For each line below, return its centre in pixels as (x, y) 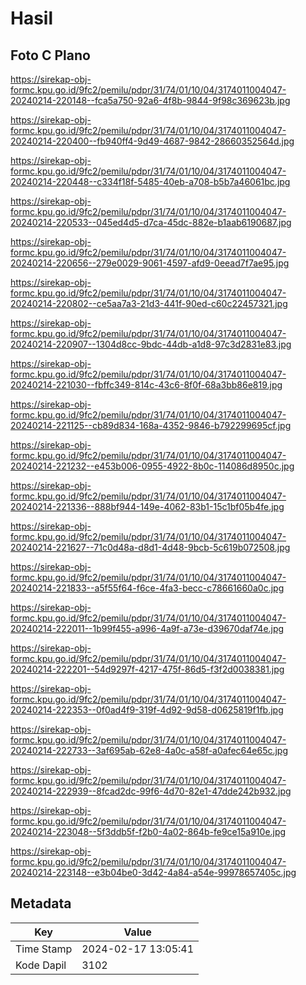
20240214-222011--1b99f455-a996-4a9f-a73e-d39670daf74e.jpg (147, 628)
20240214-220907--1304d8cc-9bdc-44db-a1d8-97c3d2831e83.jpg (151, 344)
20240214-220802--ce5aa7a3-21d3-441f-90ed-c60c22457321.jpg (149, 303)
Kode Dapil (41, 965)
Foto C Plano (50, 55)
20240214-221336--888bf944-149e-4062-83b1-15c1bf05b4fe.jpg (147, 506)
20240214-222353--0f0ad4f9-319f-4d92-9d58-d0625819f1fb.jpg (147, 710)
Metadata (41, 903)
